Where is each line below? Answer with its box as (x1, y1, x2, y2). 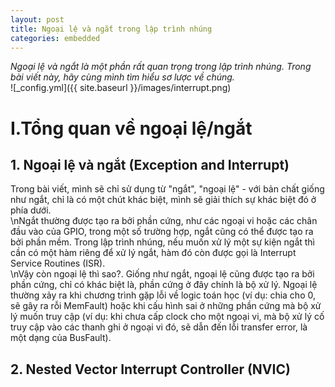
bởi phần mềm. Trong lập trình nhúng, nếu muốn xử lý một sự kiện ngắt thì (10, 236, 316, 248)
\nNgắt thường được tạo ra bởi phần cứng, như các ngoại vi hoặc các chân (10, 215, 318, 227)
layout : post (10, 14, 65, 25)
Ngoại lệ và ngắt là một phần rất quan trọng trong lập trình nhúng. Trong (10, 61, 312, 73)
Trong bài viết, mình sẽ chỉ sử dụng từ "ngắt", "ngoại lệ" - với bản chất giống (10, 183, 325, 195)
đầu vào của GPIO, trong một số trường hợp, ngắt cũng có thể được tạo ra (10, 226, 314, 238)
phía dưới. (10, 204, 52, 216)
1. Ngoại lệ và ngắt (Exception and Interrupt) (10, 156, 290, 173)
